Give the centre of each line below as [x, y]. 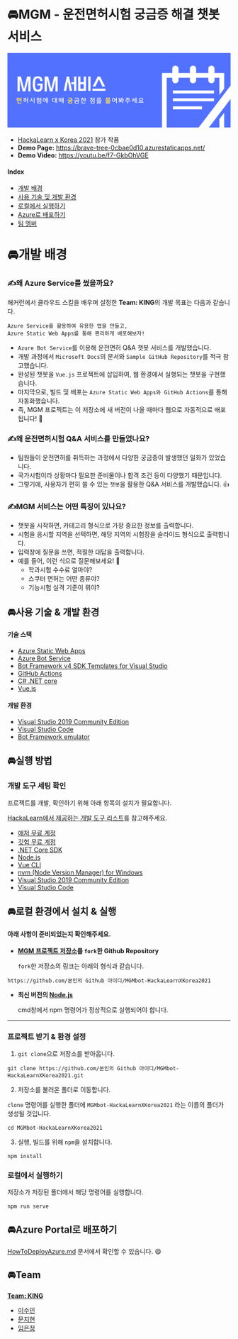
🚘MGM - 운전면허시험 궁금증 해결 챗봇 [114, 15]
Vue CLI [29, 865]
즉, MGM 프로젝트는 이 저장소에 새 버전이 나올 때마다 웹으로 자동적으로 [115, 409]
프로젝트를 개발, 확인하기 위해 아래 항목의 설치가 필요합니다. [90, 803]
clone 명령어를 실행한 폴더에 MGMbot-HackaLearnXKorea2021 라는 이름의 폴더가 [116, 1104]
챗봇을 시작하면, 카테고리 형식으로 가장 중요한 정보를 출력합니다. [106, 526]
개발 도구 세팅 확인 [37, 786]
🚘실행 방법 [30, 761]
